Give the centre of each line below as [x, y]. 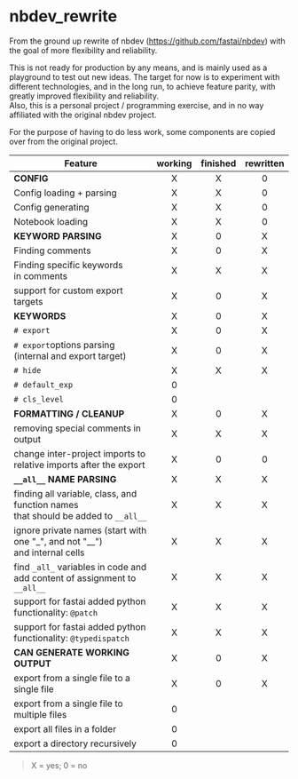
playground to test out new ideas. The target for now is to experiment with [145, 76]
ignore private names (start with [80, 530]
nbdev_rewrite [63, 16]
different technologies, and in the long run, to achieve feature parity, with [142, 86]
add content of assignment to [75, 577]
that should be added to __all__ [80, 515]
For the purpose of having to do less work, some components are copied [142, 131]
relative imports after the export [79, 465]
